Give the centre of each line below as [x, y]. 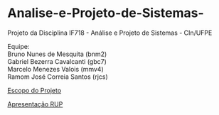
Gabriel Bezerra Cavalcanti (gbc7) [57, 61]
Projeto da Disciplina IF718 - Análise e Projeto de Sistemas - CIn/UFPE [110, 33]
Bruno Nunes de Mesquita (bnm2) [57, 54]
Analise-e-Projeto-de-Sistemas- [106, 13]
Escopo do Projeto [34, 90]
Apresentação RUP [35, 104]
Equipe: [18, 46]
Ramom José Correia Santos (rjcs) [58, 77]
